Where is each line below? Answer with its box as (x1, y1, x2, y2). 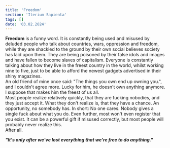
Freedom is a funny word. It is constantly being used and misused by (5, 35, 150, 42)
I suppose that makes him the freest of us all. (5, 89, 99, 95)
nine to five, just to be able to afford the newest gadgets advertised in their (5, 68, 161, 74)
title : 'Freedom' (5, 7, 42, 13)
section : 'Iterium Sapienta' (5, 12, 67, 17)
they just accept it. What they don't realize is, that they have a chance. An (5, 100, 159, 106)
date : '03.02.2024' (5, 21, 47, 27)
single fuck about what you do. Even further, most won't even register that (5, 111, 161, 117)
